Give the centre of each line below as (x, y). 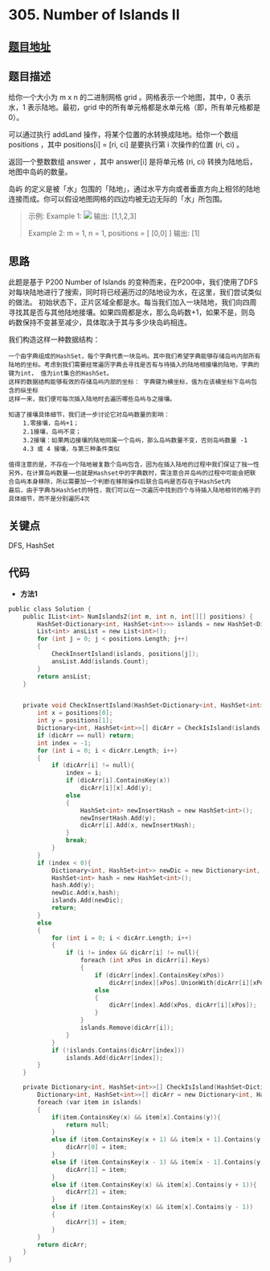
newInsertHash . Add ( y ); (118, 818)
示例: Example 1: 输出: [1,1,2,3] (82, 216)
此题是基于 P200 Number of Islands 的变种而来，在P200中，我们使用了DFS (133, 282)
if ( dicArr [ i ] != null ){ (93, 766)
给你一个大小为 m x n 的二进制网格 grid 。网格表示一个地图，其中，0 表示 (130, 98)
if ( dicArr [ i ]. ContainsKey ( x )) (118, 781)
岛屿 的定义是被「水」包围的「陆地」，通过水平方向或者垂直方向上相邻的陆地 (134, 189)
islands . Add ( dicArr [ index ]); (114, 1057)
